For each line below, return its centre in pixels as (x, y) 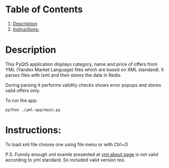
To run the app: (22, 100)
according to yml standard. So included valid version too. (65, 160)
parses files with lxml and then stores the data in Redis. (64, 75)
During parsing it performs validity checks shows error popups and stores (83, 85)
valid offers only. (23, 90)
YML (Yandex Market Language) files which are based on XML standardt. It (84, 69)
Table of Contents (44, 10)
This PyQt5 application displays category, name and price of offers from (81, 64)
